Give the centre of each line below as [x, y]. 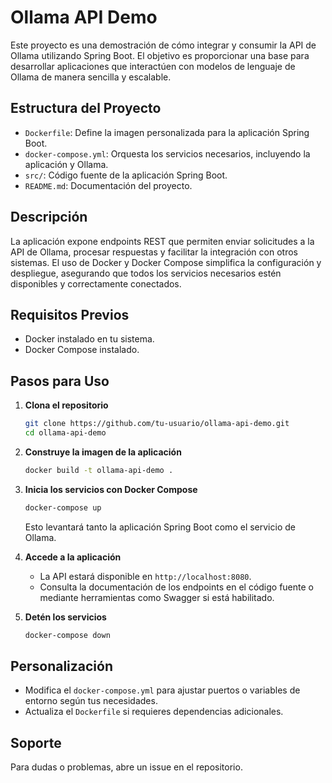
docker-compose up [63, 507]
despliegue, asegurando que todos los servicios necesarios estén [146, 273]
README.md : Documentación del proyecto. [108, 185]
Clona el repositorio [66, 405]
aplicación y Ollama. [66, 164]
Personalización [62, 666]
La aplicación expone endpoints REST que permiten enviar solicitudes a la [162, 241]
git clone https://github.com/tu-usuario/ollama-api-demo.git [157, 424]
